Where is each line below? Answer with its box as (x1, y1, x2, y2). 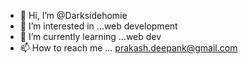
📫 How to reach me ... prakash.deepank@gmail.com (19, 42, 238, 54)
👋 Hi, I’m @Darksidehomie (19, 10, 128, 21)
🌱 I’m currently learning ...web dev (19, 31, 162, 42)
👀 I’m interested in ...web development (19, 20, 178, 32)
